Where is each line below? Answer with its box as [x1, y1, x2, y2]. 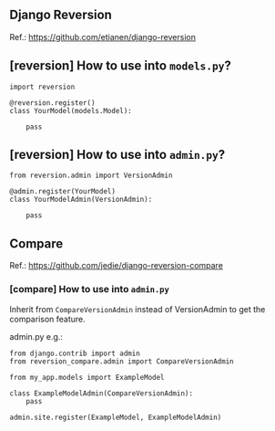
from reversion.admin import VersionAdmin [9, 171, 173, 181]
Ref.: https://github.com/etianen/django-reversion [9, 31, 196, 42]
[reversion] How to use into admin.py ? [9, 147, 226, 163]
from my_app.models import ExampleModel [9, 373, 166, 382]
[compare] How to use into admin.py [9, 283, 170, 296]
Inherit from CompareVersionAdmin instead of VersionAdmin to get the [9, 303, 266, 314]
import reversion [9, 82, 76, 91]
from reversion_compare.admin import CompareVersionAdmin [9, 356, 234, 366]
